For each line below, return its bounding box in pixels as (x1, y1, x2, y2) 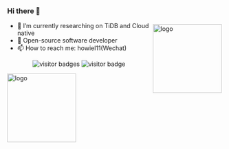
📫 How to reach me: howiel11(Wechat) (17, 44, 127, 52)
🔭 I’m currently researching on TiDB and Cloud (17, 22, 149, 30)
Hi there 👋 (7, 6, 41, 16)
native (17, 29, 35, 37)
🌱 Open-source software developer (17, 36, 118, 45)
